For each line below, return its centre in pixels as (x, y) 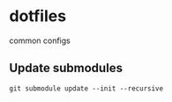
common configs (40, 40)
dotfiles (38, 16)
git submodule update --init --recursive (86, 88)
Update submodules (66, 68)
